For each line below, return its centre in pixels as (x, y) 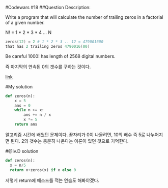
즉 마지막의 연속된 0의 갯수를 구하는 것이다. (48, 67)
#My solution (19, 86)
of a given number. (25, 23)
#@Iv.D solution (22, 151)
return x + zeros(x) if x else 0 (43, 170)
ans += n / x (37, 115)
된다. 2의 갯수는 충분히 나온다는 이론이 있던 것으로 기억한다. (69, 141)
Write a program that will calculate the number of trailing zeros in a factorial (85, 17)
